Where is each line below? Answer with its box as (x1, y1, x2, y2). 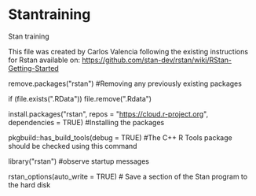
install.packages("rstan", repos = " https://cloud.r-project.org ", (8, 109, 209, 119)
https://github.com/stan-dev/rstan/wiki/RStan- (82, 55, 232, 65)
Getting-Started (8, 63, 59, 72)
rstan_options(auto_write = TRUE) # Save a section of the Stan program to (8, 172, 248, 181)
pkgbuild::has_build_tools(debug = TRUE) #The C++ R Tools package (8, 132, 233, 142)
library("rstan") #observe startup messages (8, 156, 150, 166)
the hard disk (8, 179, 51, 190)
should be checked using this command (8, 141, 137, 150)
